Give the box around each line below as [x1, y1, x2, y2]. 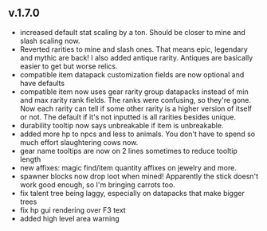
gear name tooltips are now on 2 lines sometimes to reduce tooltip [19, 146, 238, 155]
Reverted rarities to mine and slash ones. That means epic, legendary [19, 44, 249, 54]
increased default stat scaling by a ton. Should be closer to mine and [19, 27, 245, 37]
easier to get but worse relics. [19, 61, 118, 71]
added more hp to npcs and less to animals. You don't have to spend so [19, 129, 256, 139]
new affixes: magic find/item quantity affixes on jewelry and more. [19, 162, 237, 172]
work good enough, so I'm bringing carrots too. [19, 179, 175, 190]
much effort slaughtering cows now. [19, 137, 139, 147]
